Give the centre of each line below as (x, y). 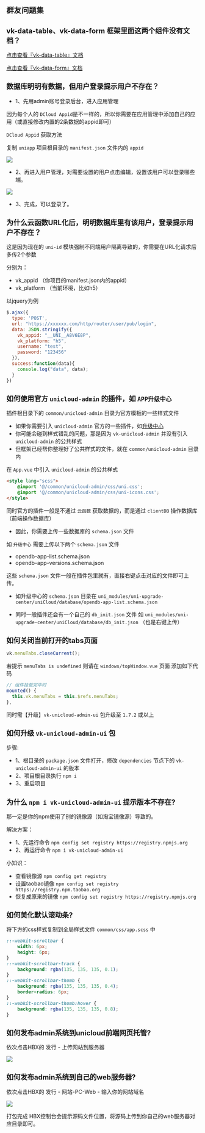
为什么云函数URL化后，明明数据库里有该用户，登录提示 (97, 223)
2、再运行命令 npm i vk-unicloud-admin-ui (69, 850)
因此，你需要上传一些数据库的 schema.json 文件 (74, 531)
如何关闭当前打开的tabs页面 (52, 641)
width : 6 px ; (32, 947)
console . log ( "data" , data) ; (53, 369)
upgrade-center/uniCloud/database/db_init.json (77, 622)
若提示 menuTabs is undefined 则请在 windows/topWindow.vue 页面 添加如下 (100, 666)
